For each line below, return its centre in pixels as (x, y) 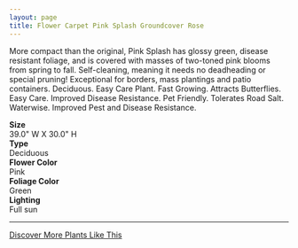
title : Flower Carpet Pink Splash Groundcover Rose (106, 26)
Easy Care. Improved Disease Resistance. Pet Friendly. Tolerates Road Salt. (146, 97)
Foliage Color (34, 181)
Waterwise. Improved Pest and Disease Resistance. (103, 107)
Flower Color (33, 162)
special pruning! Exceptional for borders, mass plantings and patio (130, 79)
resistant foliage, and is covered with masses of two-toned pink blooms (140, 60)
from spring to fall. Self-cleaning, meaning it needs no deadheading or (137, 70)
